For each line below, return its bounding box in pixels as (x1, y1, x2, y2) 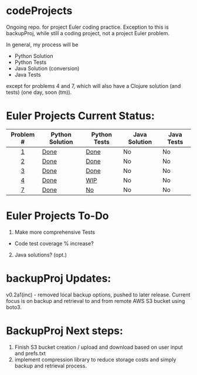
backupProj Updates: (6, 272, 111, 285)
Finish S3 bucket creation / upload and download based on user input (14, 343, 183, 350)
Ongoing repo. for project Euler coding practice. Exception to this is (6, 23, 169, 30)
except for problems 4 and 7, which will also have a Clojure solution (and (6, 82, 181, 89)
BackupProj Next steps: (6, 324, 123, 337)
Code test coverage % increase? (14, 240, 94, 247)
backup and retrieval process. (14, 362, 87, 369)
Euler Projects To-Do (6, 209, 110, 223)
